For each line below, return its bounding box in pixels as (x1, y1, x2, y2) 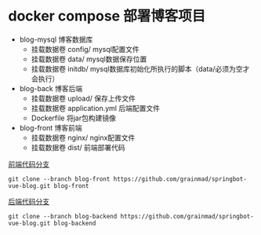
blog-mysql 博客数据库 (19, 35, 93, 44)
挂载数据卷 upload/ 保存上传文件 (31, 94, 136, 103)
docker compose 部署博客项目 (8, 7, 206, 25)
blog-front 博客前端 (19, 123, 82, 132)
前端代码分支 (8, 159, 49, 169)
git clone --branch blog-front (8, 174, 111, 183)
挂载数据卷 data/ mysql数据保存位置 (31, 54, 147, 64)
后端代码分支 (8, 196, 49, 206)
